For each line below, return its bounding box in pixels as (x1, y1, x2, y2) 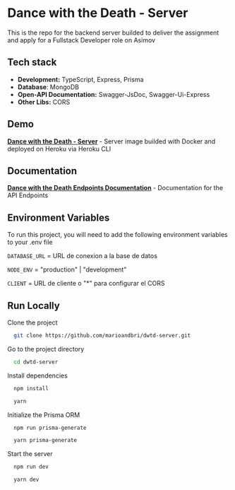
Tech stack (7, 57, 57, 69)
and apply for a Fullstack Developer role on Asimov (7, 35, 156, 44)
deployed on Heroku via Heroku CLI (7, 144, 112, 153)
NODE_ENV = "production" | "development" (7, 265, 127, 274)
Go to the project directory (7, 344, 85, 353)
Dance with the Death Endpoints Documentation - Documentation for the (7, 184, 224, 192)
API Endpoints (7, 191, 49, 199)
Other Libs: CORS (17, 98, 71, 106)
